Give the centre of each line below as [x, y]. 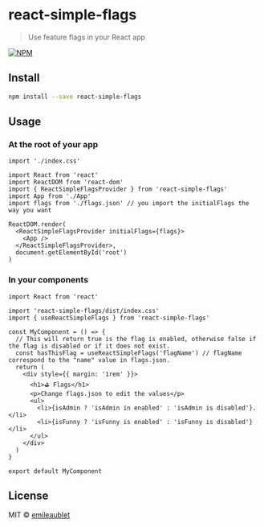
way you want [30, 211]
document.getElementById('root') [71, 253]
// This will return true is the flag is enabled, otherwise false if [136, 339]
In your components [49, 280]
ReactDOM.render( [37, 224]
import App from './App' [50, 196]
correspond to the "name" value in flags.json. [89, 360]
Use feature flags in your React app [87, 37]
